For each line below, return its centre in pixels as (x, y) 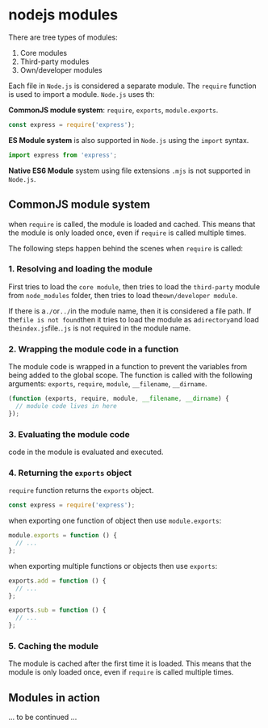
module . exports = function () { (63, 536)
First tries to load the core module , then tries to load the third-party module (134, 286)
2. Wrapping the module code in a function (94, 349)
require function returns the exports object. (81, 490)
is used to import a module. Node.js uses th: (82, 94)
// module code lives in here (66, 406)
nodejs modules (63, 15)
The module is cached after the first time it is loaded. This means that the (130, 663)
